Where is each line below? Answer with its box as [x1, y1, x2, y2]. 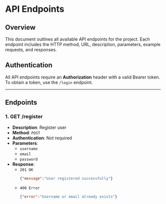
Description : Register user [12, 124, 67, 130]
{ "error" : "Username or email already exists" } [19, 194, 118, 200]
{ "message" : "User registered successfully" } [19, 176, 113, 181]
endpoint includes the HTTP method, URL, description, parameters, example [5, 41, 161, 47]
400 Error [19, 186, 41, 191]
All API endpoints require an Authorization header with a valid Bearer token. [5, 74, 161, 80]
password [19, 157, 38, 162]
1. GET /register [5, 113, 43, 120]
